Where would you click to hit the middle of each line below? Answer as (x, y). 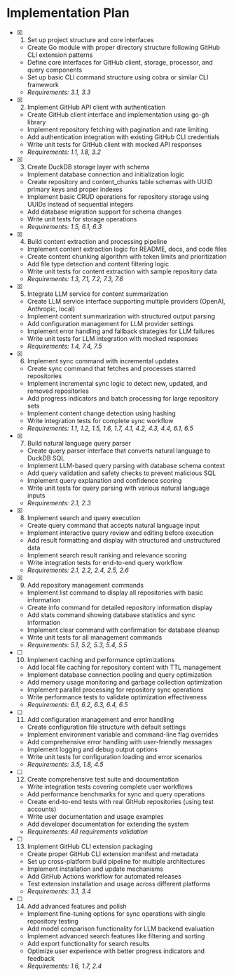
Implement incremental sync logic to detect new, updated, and (117, 383)
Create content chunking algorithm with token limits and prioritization (127, 256)
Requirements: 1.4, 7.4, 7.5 (64, 346)
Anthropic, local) (51, 309)
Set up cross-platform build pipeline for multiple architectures (116, 861)
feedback (41, 958)
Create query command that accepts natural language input (113, 525)
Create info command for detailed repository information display (120, 607)
